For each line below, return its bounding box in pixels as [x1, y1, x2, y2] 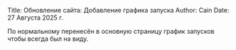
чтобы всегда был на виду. [7, 35, 89, 43]
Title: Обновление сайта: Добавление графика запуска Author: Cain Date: [7, 6, 230, 14]
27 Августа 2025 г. [7, 13, 64, 22]
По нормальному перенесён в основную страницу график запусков [7, 27, 215, 35]
